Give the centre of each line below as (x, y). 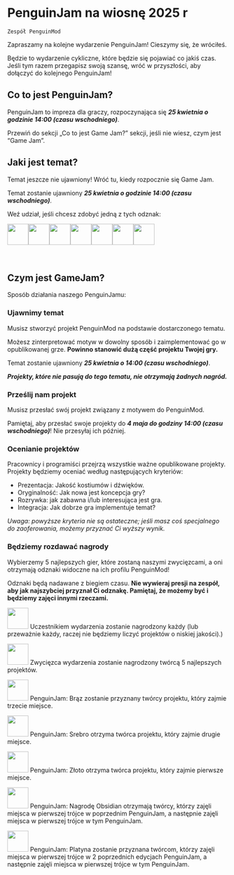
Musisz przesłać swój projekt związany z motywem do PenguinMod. (106, 409)
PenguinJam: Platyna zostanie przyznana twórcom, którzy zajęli (122, 849)
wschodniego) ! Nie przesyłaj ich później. (67, 430)
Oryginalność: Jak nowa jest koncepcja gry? (81, 492)
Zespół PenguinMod (34, 32)
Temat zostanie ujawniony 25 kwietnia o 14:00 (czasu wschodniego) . (109, 363)
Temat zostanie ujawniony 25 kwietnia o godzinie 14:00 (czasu (99, 193)
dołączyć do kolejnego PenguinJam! (60, 73)
